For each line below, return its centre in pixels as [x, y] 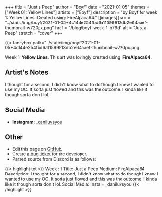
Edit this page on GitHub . [37, 149]
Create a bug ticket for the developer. [50, 154]
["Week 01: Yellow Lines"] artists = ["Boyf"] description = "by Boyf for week [81, 12]
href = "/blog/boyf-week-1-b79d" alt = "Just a [101, 28]
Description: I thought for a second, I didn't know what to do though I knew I [81, 174]
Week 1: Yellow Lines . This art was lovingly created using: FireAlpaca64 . [79, 57]
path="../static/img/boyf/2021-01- [66, 43]
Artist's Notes [27, 73]
